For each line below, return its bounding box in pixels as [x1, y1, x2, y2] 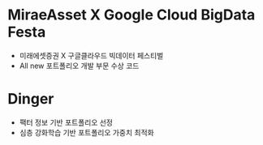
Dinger [7, 90, 54, 109]
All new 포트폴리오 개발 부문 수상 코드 [19, 61, 140, 70]
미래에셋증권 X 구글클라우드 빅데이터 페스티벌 [19, 50, 164, 60]
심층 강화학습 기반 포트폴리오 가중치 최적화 [19, 127, 155, 137]
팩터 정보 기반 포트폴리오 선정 [19, 117, 113, 127]
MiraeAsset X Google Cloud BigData [7, 6, 256, 24]
